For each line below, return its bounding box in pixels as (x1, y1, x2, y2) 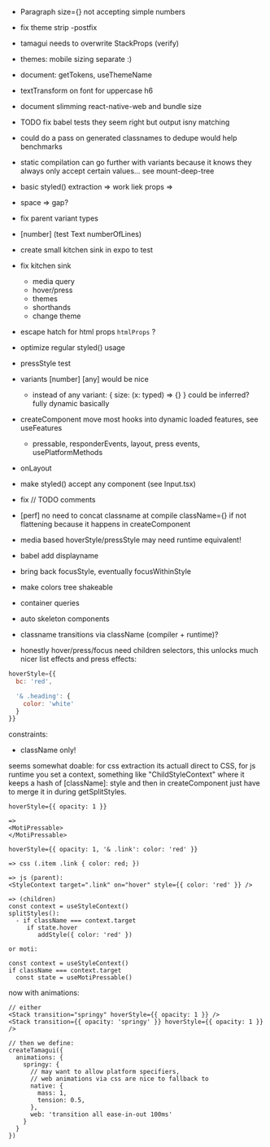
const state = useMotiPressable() (15, 974, 133, 982)
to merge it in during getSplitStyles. (8, 787, 127, 797)
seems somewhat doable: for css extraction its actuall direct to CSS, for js (8, 761, 256, 771)
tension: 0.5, (37, 1097, 85, 1105)
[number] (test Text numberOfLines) (20, 230, 142, 239)
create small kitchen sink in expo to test (20, 245, 153, 255)
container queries (20, 598, 80, 607)
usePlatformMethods (32, 448, 103, 457)
